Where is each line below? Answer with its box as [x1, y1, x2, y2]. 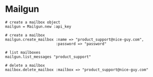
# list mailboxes [5, 50, 41, 55]
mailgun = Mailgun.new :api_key [5, 24, 71, 29]
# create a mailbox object [5, 20, 61, 25]
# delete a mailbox [5, 63, 45, 68]
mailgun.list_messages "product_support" [5, 54, 92, 59]
